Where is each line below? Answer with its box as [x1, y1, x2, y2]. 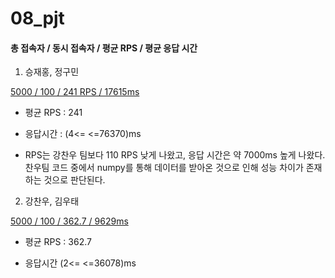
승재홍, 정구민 [24, 66, 80, 78]
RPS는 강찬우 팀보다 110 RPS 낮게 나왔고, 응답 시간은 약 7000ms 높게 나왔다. [24, 149, 326, 161]
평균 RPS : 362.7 [24, 236, 92, 248]
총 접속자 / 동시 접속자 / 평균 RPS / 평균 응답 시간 [10, 42, 198, 54]
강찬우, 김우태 [24, 195, 80, 207]
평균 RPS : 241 [24, 107, 83, 119]
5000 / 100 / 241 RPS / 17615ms [10, 86, 140, 98]
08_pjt [10, 7, 65, 30]
